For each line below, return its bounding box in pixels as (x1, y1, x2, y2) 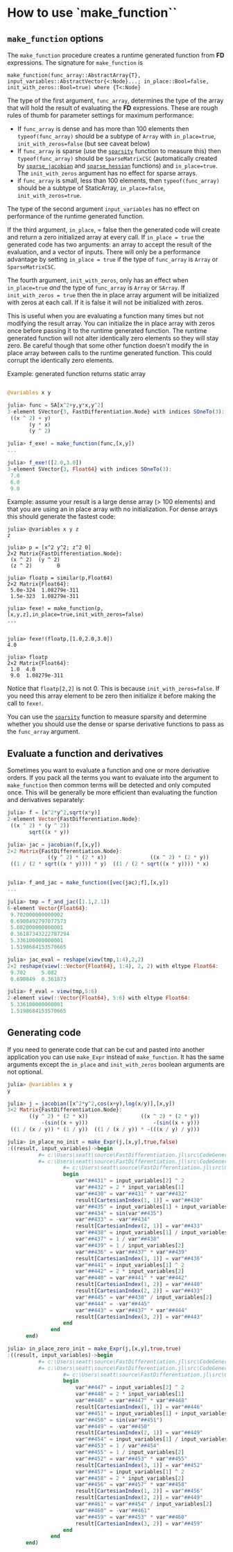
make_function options (7, 33, 104, 45)
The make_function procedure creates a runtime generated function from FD (7, 51, 225, 59)
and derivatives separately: (7, 796, 85, 804)
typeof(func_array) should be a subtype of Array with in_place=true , (17, 132, 216, 140)
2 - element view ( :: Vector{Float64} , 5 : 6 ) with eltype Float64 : (7, 994, 191, 1002)
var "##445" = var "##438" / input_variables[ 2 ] (75, 1294, 213, 1301)
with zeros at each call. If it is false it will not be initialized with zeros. (7, 298, 204, 306)
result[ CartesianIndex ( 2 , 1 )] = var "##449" (75, 1429, 203, 1436)
